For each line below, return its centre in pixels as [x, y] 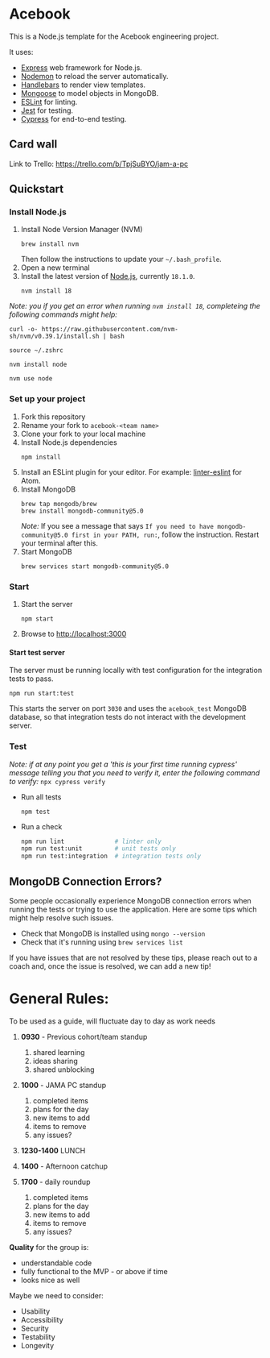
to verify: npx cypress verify [57, 781]
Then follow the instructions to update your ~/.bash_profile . [121, 260]
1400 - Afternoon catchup [64, 1166]
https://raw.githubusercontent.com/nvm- [110, 330]
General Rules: [59, 999]
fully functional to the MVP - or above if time [94, 1271]
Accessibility [42, 1319]
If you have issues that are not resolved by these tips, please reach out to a [133, 957]
